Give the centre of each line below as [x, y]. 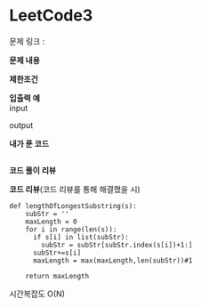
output [21, 125]
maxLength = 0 [51, 222]
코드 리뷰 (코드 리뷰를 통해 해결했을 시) [75, 189]
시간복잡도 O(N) [37, 294]
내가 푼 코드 [29, 143]
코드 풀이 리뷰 [32, 170]
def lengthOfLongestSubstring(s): [73, 206]
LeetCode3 [51, 16]
